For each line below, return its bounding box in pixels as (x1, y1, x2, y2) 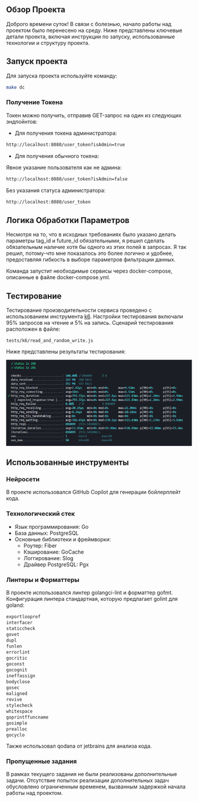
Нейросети (6, 476, 40, 484)
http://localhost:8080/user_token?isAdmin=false (6, 176, 128, 182)
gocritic (6, 655, 28, 661)
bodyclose (6, 679, 31, 685)
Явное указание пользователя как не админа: (6, 164, 122, 171)
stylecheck (6, 703, 33, 709)
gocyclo (6, 732, 25, 738)
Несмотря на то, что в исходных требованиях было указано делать (6, 231, 176, 238)
